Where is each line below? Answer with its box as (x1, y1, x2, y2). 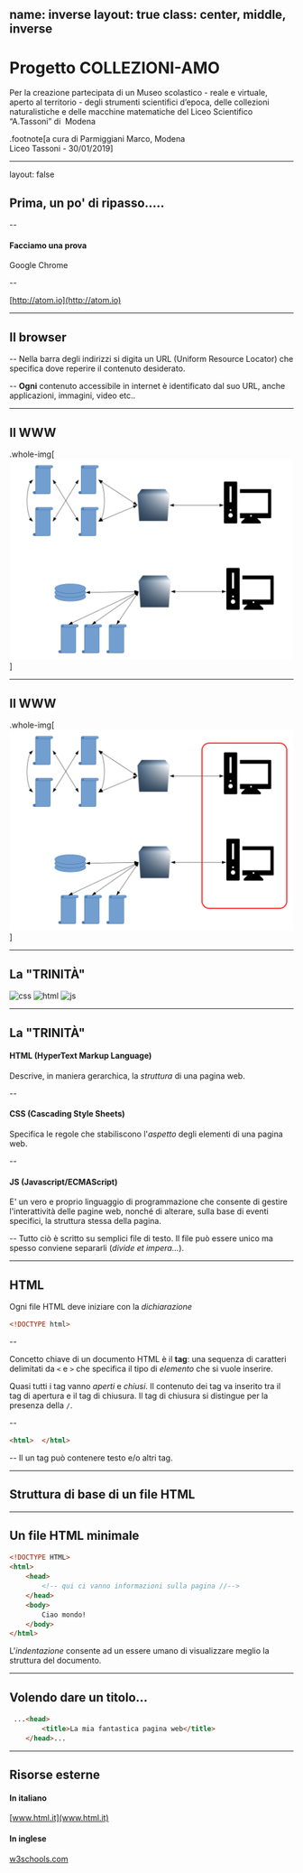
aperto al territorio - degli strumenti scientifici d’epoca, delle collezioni (9, 97, 270, 107)
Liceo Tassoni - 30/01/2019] (9, 144, 114, 154)
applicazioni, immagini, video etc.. (9, 390, 136, 401)
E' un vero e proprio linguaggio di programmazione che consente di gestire (9, 1196, 289, 1208)
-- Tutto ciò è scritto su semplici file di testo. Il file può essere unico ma (9, 1233, 273, 1244)
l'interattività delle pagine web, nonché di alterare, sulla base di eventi (9, 1206, 269, 1217)
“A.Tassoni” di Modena (9, 116, 96, 127)
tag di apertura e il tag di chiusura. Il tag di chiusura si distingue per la (9, 1390, 269, 1401)
